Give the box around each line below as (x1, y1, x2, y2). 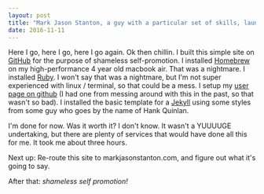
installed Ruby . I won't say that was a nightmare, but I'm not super (8, 72, 222, 82)
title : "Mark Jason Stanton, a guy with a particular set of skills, (8, 19, 241, 27)
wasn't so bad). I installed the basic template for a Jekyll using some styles (8, 97, 251, 107)
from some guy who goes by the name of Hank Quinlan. (8, 106, 189, 115)
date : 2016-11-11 (8, 26, 65, 34)
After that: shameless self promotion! (8, 177, 128, 186)
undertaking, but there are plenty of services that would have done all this (8, 130, 247, 139)
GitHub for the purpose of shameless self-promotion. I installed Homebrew (8, 56, 250, 65)
